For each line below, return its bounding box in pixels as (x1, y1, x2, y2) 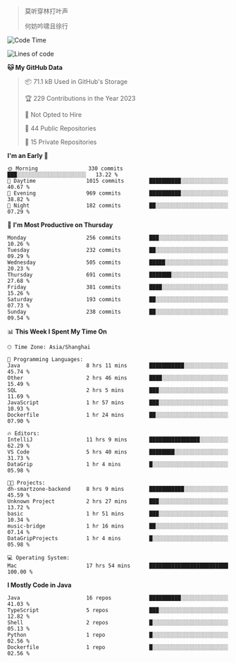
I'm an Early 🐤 (7, 152, 49, 159)
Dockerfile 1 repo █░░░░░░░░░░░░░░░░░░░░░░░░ (7, 644, 229, 651)
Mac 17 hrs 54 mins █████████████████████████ (7, 562, 229, 569)
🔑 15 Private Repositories (24, 138, 97, 146)
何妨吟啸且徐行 (24, 22, 68, 30)
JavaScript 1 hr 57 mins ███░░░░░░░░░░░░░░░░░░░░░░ (7, 399, 229, 406)
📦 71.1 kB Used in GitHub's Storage (24, 78, 128, 85)
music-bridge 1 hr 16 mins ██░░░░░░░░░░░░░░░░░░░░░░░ (7, 523, 229, 530)
